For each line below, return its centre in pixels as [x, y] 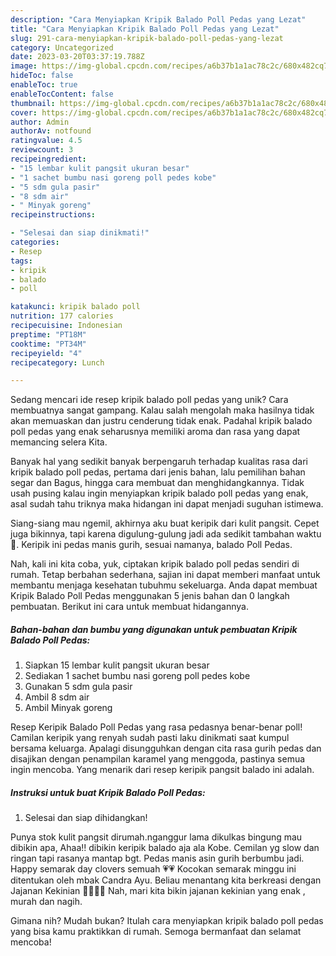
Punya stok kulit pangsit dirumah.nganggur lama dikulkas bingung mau [156, 837]
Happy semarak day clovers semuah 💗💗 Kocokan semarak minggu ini [153, 869]
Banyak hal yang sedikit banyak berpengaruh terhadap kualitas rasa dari [159, 462]
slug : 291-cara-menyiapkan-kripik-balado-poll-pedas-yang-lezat [147, 38]
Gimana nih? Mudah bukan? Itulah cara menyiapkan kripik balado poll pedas [167, 921]
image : [24, 66]
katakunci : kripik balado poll [75, 307]
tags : [21, 261]
